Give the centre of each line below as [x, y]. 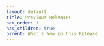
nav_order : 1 [23, 23]
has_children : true [31, 28]
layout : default [26, 12]
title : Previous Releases [38, 17]
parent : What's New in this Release [52, 34]
